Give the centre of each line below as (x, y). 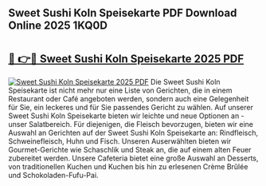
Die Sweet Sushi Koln (185, 82)
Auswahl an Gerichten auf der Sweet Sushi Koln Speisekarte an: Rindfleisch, (133, 133)
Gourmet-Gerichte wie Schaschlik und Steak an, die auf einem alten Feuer (130, 150)
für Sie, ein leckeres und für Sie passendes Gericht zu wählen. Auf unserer (131, 107)
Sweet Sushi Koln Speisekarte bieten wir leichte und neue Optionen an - (126, 116)
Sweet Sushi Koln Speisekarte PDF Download (123, 13)
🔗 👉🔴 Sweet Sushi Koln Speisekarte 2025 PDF (126, 59)
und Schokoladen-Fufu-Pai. (53, 175)
